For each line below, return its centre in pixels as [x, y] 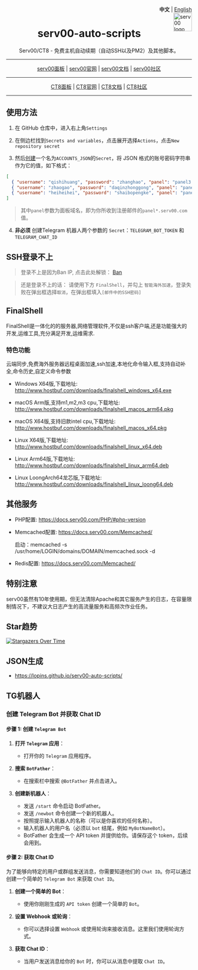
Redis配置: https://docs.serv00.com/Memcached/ [75, 563]
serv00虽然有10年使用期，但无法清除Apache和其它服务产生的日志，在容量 [96, 599]
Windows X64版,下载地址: [46, 384]
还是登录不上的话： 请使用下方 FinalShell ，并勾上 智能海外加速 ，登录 [103, 284]
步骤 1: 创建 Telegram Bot [36, 729]
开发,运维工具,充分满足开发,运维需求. [51, 333]
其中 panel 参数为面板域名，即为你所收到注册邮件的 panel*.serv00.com [104, 210]
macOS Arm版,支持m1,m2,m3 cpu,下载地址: [67, 403]
